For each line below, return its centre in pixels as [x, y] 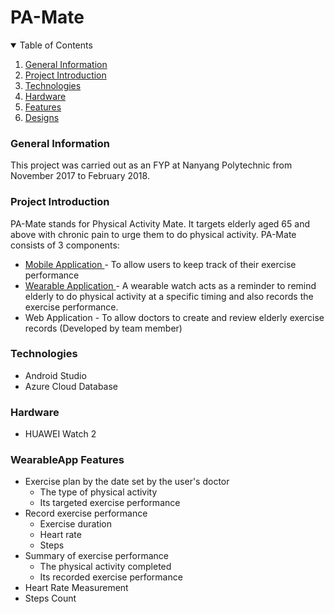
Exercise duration [76, 524]
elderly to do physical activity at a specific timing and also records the [169, 296]
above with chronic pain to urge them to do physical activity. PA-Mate [153, 234]
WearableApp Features [67, 460]
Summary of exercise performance [96, 556]
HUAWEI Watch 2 [60, 434]
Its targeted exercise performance [110, 503]
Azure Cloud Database [71, 386]
